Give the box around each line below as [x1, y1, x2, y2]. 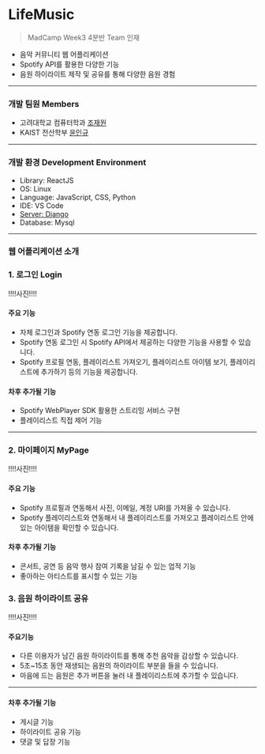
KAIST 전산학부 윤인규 [19, 128, 89, 138]
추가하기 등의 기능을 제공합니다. [40, 366, 138, 377]
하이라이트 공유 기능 [19, 726, 81, 737]
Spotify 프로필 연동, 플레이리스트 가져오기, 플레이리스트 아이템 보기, [19, 357, 229, 366]
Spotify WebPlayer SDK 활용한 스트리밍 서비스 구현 [19, 406, 181, 415]
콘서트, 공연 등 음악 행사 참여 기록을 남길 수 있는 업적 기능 [19, 561, 196, 570]
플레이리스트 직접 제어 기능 [19, 415, 103, 425]
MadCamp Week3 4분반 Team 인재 [27, 32, 140, 42]
